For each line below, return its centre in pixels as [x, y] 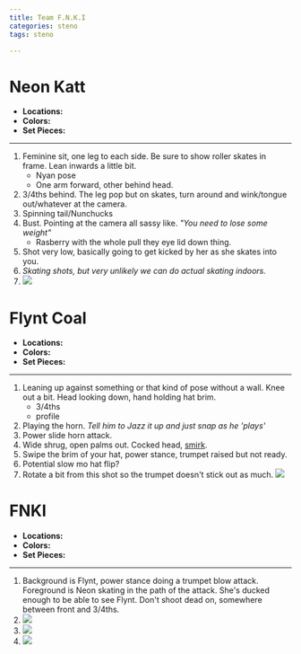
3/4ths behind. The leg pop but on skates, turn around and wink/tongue [155, 195]
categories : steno [43, 26]
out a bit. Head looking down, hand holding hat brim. [119, 397]
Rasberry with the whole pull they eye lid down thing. [133, 243]
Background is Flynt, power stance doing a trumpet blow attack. [140, 581]
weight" [37, 233]
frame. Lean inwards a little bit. [79, 166]
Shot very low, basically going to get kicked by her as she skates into [150, 252]
